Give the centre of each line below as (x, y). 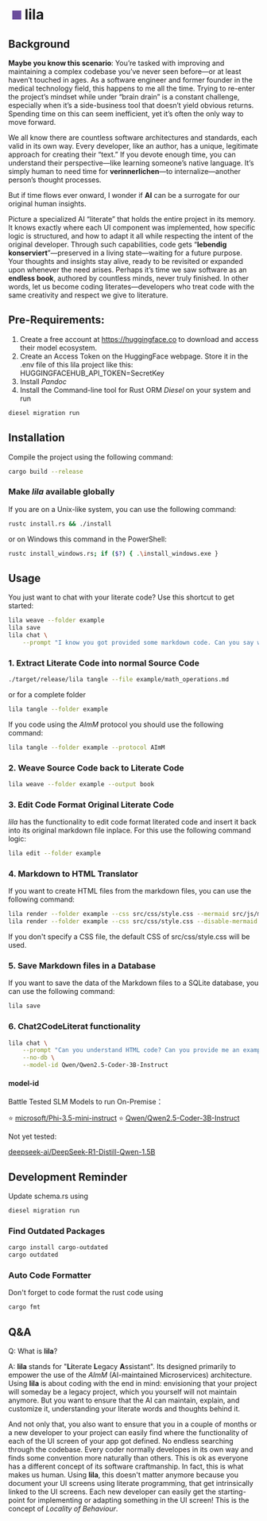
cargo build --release (46, 471)
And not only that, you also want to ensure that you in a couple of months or (132, 1424)
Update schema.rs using (48, 1196)
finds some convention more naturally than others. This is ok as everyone (128, 1457)
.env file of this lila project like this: (76, 364)
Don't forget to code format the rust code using (86, 1293)
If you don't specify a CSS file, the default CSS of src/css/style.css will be (129, 937)
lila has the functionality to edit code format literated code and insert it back (132, 822)
